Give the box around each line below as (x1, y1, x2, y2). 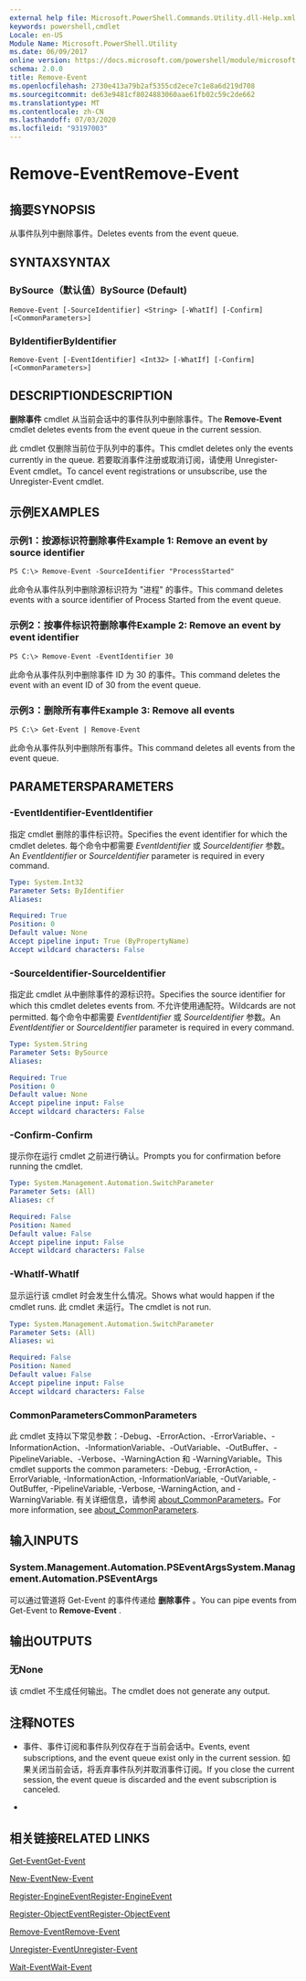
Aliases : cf (9, 1195, 55, 1205)
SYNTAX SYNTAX (9, 255, 111, 271)
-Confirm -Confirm (9, 1129, 93, 1141)
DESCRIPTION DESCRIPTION (9, 388, 174, 403)
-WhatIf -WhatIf (9, 1268, 79, 1280)
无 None (9, 1663, 44, 1676)
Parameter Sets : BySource (9, 1048, 108, 1057)
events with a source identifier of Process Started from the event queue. (9, 594, 281, 605)
